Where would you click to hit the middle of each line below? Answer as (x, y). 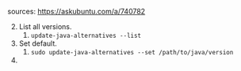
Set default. (38, 43)
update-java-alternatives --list (86, 35)
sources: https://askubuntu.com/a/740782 (77, 11)
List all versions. (45, 26)
